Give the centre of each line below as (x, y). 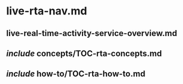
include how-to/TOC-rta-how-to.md (76, 74)
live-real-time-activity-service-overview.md (92, 33)
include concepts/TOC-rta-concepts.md (84, 53)
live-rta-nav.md (47, 11)
